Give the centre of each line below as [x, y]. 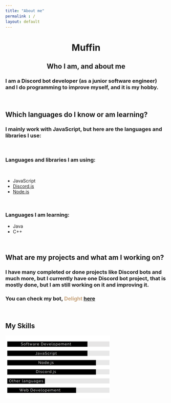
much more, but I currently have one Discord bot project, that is [86, 278]
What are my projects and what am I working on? [85, 258]
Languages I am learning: [38, 215]
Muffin [86, 47]
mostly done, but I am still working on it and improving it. [77, 285]
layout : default [23, 21]
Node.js [21, 192]
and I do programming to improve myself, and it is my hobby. [82, 87]
